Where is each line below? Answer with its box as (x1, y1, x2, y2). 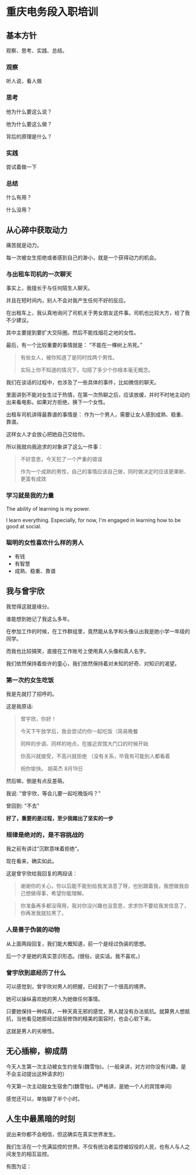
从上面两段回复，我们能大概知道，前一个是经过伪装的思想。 (6, 940, 149, 947)
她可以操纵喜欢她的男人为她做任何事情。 (6, 995, 103, 1002)
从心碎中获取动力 (6, 225, 68, 235)
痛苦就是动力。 (6, 242, 42, 249)
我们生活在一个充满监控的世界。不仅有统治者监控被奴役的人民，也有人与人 (6, 1143, 185, 1150)
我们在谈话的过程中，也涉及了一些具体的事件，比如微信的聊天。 (6, 379, 159, 386)
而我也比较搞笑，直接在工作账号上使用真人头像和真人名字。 (6, 647, 149, 654)
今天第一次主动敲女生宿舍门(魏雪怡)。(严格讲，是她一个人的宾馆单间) (6, 1083, 172, 1090)
